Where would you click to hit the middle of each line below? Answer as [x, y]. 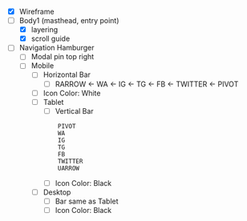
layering [45, 30]
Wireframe [36, 12]
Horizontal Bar [67, 74]
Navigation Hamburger [57, 48]
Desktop [57, 192]
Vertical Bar [74, 110]
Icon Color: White [72, 93]
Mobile [43, 66]
